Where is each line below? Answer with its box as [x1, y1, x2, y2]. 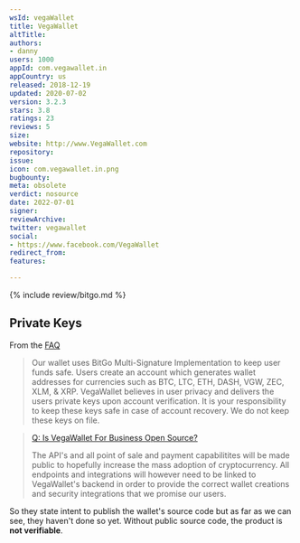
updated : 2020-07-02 [9, 89, 88, 98]
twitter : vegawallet [9, 223, 88, 232]
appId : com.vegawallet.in [9, 64, 107, 73]
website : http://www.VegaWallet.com [9, 139, 147, 148]
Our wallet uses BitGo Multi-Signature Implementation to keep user [31, 357, 281, 368]
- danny [9, 47, 39, 56]
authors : [9, 38, 42, 48]
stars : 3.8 [9, 106, 51, 115]
